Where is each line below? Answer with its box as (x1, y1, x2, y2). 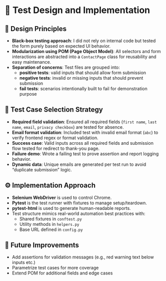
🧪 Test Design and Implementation (4, 5, 150, 16)
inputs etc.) (11, 259, 35, 265)
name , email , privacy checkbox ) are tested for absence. (11, 124, 124, 130)
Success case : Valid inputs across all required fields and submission (11, 140, 153, 146)
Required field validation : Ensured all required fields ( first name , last (11, 119, 157, 125)
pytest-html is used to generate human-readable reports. (11, 205, 131, 211)
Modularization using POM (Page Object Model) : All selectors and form (11, 49, 161, 54)
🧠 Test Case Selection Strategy (4, 105, 103, 114)
